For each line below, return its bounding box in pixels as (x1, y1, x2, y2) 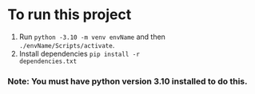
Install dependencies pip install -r (18, 49, 141, 58)
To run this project (7, 6, 132, 24)
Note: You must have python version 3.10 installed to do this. (7, 76, 248, 87)
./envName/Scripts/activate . (18, 40, 115, 49)
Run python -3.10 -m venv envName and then (18, 32, 165, 41)
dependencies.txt (18, 57, 78, 65)
